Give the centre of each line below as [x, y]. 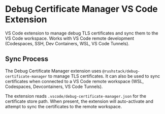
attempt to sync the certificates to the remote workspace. [64, 106]
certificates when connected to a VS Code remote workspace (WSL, [74, 81]
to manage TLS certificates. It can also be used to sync [104, 76]
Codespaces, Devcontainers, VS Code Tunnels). [54, 86]
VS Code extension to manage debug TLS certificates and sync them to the [82, 33]
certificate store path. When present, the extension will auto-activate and [79, 101]
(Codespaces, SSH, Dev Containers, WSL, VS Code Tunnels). [67, 43]
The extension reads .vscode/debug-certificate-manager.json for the [76, 96]
